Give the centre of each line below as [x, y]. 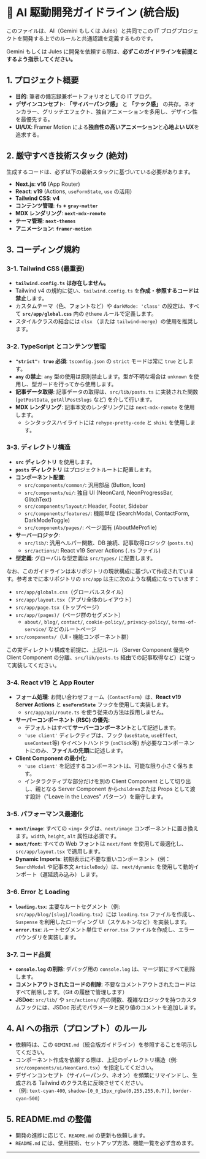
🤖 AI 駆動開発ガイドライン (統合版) [93, 13]
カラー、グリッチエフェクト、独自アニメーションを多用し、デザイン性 [109, 112]
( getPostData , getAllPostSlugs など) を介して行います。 [85, 399]
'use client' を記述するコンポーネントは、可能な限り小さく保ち [106, 766]
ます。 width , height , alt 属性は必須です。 [67, 836]
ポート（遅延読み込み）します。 [61, 874]
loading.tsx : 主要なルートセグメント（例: [68, 906]
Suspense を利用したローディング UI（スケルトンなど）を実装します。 [102, 922]
